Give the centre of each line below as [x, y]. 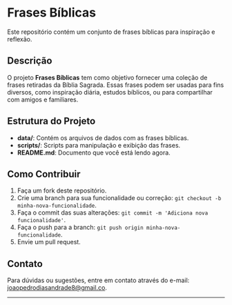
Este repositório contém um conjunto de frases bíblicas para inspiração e [111, 32]
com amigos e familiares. [43, 99]
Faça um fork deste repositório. [62, 190]
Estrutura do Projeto [51, 121]
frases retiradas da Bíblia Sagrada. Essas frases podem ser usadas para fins [116, 85]
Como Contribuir [44, 174]
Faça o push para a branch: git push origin [80, 227]
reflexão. [20, 39]
